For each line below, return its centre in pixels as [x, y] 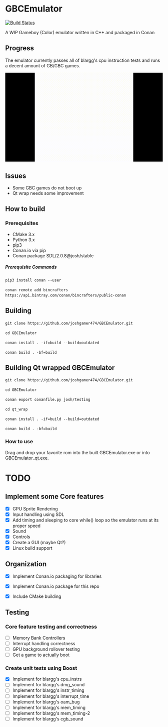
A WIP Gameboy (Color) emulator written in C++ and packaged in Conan [80, 32]
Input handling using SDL [38, 514]
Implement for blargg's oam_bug [46, 702]
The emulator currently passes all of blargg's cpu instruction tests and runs [83, 60]
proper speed [26, 526]
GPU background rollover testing [46, 649]
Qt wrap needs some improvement [48, 193]
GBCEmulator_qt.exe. [27, 458]
